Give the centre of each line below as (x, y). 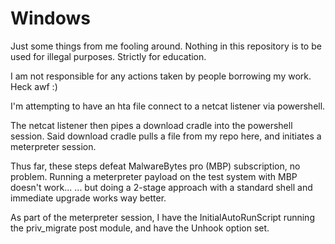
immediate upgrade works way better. (88, 198)
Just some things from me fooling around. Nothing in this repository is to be (166, 46)
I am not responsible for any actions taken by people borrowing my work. (161, 76)
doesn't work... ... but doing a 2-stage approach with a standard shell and (161, 187)
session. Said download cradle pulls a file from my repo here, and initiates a (166, 136)
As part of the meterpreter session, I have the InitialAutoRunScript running (162, 217)
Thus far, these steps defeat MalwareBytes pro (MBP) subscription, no (155, 166)
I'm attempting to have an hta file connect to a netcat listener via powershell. (168, 106)
